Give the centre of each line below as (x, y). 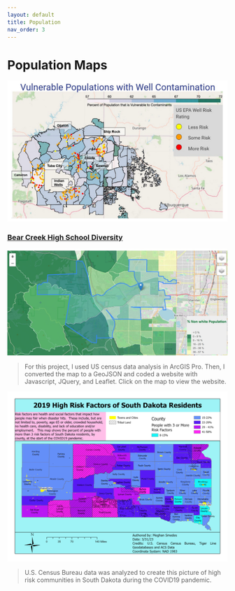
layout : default (31, 15)
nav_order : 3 (26, 29)
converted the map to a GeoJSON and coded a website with (111, 373)
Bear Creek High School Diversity (65, 237)
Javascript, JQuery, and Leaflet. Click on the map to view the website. (125, 381)
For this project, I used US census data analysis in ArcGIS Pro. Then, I (124, 366)
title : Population (34, 22)
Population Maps (57, 65)
